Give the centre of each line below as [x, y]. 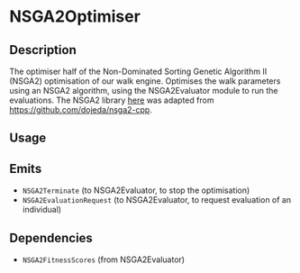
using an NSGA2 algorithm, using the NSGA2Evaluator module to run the [144, 91]
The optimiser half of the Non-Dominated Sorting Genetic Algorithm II [138, 71]
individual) [41, 210]
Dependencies [51, 237]
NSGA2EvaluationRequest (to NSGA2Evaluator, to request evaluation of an [156, 200]
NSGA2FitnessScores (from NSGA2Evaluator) [104, 259]
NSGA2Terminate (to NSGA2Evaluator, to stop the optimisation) [136, 190]
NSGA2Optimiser [75, 17]
